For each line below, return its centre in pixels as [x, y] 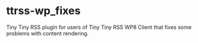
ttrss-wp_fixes [43, 11]
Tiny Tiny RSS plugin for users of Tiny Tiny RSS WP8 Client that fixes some [99, 27]
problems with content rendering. [47, 33]
